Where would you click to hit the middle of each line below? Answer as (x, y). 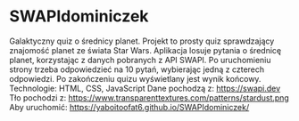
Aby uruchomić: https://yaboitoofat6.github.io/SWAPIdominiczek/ (129, 107)
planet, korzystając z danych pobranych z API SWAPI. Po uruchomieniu (140, 60)
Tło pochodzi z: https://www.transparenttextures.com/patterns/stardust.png (149, 97)
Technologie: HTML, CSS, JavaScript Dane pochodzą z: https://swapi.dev (145, 88)
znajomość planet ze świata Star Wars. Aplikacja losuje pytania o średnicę (145, 50)
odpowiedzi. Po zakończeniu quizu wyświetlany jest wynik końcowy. (135, 78)
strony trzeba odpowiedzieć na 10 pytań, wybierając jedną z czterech (137, 69)
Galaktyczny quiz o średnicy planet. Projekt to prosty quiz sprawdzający (142, 41)
